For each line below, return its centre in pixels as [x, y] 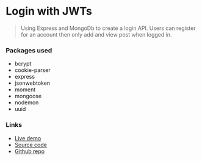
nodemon [27, 102]
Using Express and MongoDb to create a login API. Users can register [108, 28]
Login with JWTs [49, 11]
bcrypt [23, 64]
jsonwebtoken [32, 83]
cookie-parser [32, 70]
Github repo [30, 151]
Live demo [28, 138]
